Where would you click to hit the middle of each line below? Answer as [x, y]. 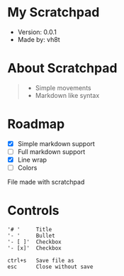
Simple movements [63, 88]
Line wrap [32, 160]
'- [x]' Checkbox [34, 248]
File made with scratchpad [46, 182]
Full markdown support [51, 151]
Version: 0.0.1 [37, 32]
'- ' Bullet [31, 236]
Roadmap [36, 124]
